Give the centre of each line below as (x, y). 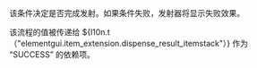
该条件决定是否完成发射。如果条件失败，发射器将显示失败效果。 (127, 13)
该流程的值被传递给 (45, 32)
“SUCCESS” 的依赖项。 (52, 55)
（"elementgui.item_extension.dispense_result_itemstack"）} (120, 43)
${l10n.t (96, 32)
